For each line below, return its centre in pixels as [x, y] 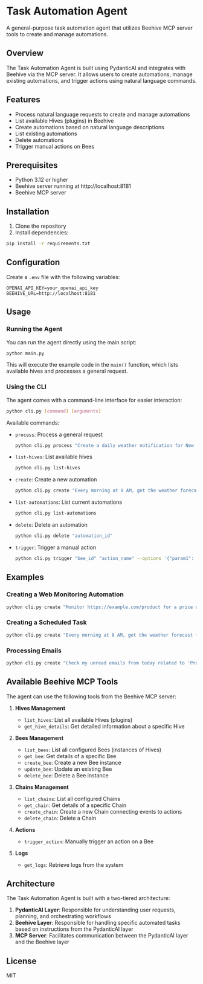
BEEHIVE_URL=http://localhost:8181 [51, 293]
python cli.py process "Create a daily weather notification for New [105, 445]
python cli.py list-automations [56, 513]
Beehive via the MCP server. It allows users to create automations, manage [99, 74]
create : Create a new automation [56, 480]
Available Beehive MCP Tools [62, 682]
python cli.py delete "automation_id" [64, 536]
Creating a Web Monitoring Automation [65, 594]
